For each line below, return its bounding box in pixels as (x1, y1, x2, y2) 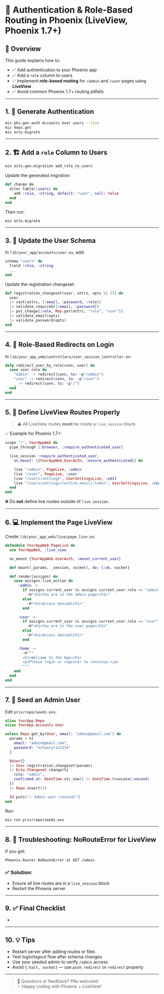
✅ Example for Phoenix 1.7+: (5, 430, 62, 436)
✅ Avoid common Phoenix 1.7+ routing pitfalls (12, 89, 104, 94)
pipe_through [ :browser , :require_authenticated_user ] (9, 445, 123, 450)
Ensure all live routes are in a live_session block (12, 880, 110, 886)
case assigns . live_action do (14, 578, 73, 584)
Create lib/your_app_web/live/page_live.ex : (5, 534, 96, 539)
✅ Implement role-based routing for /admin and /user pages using (12, 78, 146, 83)
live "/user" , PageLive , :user (14, 471, 78, 476)
